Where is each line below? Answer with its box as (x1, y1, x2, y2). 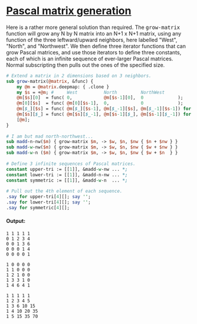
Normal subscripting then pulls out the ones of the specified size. (6, 61, 165, 69)
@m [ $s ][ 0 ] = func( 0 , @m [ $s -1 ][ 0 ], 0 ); (17, 95, 183, 101)
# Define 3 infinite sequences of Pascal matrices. (6, 161, 136, 167)
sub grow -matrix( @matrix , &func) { (6, 78, 94, 84)
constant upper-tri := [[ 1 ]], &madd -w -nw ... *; (6, 166, 128, 172)
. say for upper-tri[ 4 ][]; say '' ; (6, 194, 91, 200)
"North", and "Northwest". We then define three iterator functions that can (6, 43, 186, 50)
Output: (6, 218, 25, 225)
